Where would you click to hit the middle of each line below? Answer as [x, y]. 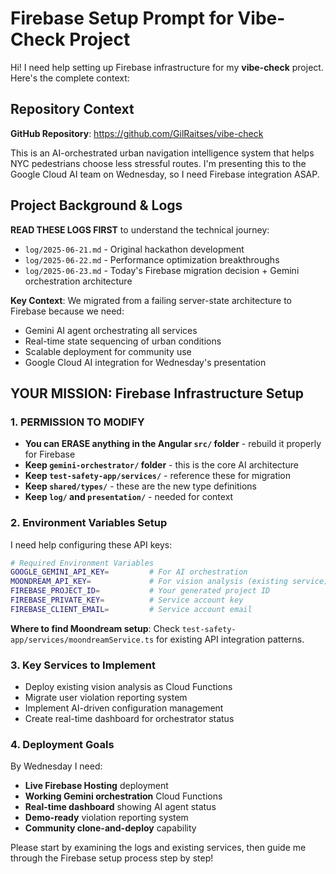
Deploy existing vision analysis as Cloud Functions [128, 687]
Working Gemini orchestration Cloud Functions [123, 796]
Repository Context [72, 109]
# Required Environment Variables [82, 563]
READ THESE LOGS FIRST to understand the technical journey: [140, 229]
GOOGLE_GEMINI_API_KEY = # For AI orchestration [129, 572]
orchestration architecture [78, 281]
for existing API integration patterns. [230, 639]
